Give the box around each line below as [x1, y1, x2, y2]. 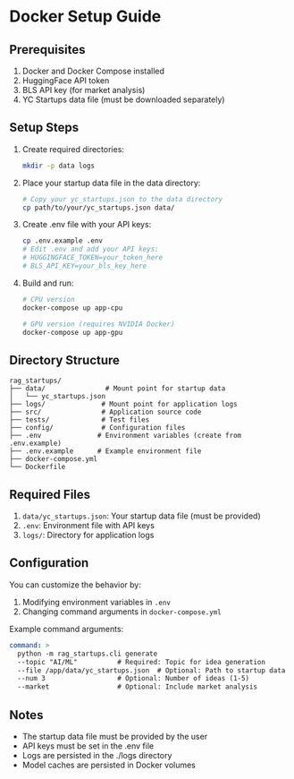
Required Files [9, 486, 91, 502]
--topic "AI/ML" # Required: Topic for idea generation [17, 657, 266, 666]
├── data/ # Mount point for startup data [9, 384, 226, 393]
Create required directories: [21, 143, 125, 154]
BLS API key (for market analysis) [21, 85, 146, 95]
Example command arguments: [9, 623, 124, 634]
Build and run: [21, 278, 74, 288]
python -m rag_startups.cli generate [17, 649, 158, 658]
